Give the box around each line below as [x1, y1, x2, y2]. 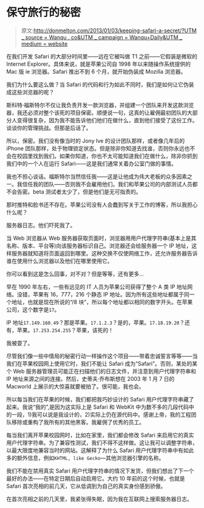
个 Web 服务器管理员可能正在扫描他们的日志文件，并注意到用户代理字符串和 [6, 367, 196, 375]
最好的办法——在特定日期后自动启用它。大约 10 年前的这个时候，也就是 [6, 475, 185, 482]
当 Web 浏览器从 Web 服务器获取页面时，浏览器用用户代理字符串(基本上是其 [6, 234, 197, 242]
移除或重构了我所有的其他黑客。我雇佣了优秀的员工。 [11, 418, 144, 426]
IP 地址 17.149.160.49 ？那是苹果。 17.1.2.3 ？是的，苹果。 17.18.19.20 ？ [6, 319, 185, 326]
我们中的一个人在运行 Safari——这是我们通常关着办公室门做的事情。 [6, 159, 177, 167]
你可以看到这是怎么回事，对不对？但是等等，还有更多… [6, 270, 144, 277]
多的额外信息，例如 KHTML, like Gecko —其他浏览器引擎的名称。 [6, 454, 165, 461]
